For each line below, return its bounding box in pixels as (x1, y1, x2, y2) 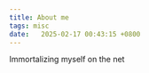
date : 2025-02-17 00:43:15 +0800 (9, 29, 141, 38)
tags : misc (9, 21, 50, 30)
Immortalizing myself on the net (9, 54, 125, 65)
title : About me (9, 12, 69, 22)
